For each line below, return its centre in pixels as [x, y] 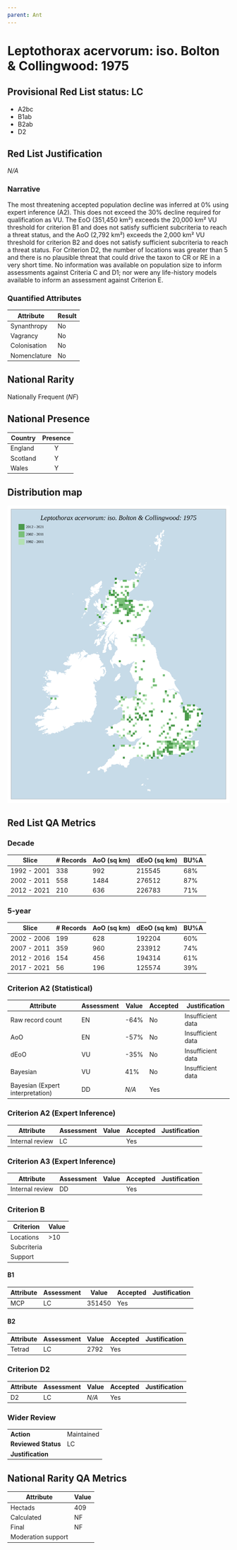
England [22, 448]
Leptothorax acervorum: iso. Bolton [114, 51]
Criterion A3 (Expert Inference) [62, 1161]
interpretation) [31, 1093]
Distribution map [45, 492]
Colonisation [29, 346]
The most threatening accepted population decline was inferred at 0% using [118, 205]
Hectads [23, 1508]
